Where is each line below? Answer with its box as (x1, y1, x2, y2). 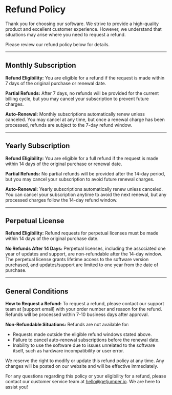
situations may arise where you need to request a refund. (5, 31, 126, 37)
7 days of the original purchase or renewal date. (5, 80, 106, 86)
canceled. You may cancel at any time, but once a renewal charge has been (5, 116, 165, 123)
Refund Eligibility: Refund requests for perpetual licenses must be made (5, 230, 159, 236)
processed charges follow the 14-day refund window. (5, 196, 118, 203)
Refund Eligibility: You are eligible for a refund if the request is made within (5, 74, 165, 81)
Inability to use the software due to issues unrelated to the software (12, 342, 155, 348)
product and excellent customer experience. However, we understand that (5, 26, 162, 32)
